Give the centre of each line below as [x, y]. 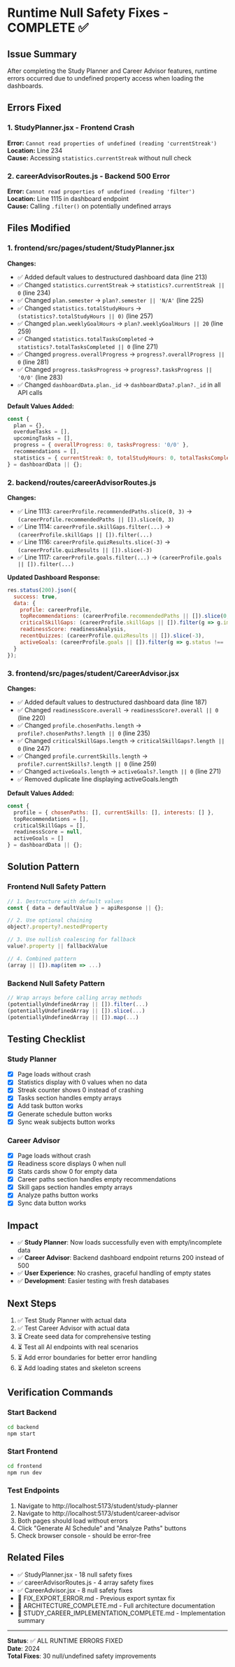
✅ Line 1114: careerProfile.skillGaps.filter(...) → [94, 526]
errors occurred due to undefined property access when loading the [106, 78]
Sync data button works [52, 1203]
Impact [23, 1225]
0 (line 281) [33, 361]
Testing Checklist [46, 1039]
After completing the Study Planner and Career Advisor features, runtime [112, 71]
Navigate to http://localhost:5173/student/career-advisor [99, 1513]
